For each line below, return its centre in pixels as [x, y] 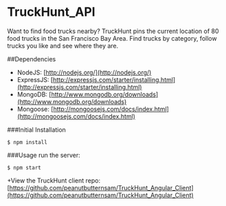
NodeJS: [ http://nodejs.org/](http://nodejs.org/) [84, 72]
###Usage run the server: [44, 155]
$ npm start [24, 167]
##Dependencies [32, 59]
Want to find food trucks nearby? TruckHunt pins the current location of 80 [113, 31]
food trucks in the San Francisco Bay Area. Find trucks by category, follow [112, 38]
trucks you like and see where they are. [63, 45]
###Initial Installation [37, 130]
